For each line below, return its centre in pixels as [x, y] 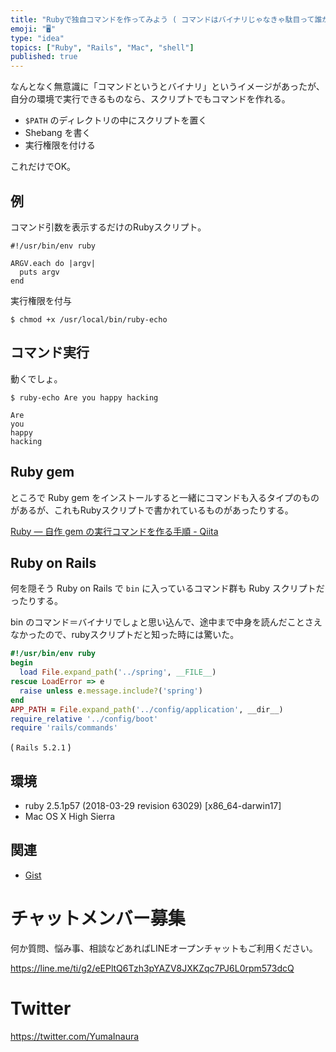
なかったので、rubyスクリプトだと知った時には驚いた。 [125, 635]
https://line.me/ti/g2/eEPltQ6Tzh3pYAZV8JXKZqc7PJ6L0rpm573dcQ [152, 968]
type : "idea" [37, 38]
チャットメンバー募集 [98, 918]
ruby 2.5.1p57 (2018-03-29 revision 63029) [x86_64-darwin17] [153, 806]
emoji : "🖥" [33, 29]
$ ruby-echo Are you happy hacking [84, 397]
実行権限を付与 [41, 300]
